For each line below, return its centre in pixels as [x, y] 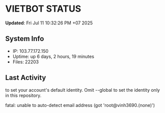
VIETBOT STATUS [43, 9]
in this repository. [23, 95]
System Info [25, 39]
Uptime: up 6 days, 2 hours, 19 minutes [53, 56]
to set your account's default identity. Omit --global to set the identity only [83, 90]
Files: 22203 [26, 62]
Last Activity [26, 78]
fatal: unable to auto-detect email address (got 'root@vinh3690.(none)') [80, 105]
